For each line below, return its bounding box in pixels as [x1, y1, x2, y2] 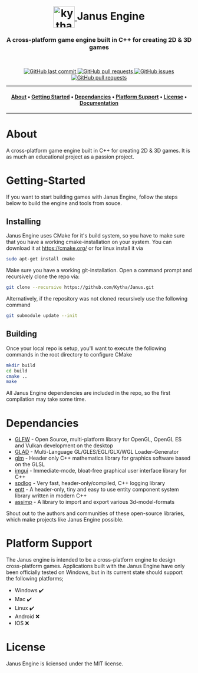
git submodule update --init [6, 313, 78, 319]
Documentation [79, 100, 119, 107]
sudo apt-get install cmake [6, 256, 75, 262]
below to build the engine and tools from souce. [6, 199, 122, 206]
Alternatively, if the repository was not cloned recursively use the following [6, 295, 188, 302]
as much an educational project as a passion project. [6, 153, 134, 160]
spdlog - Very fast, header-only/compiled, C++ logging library [14, 480, 166, 487]
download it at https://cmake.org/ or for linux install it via [6, 245, 143, 252]
